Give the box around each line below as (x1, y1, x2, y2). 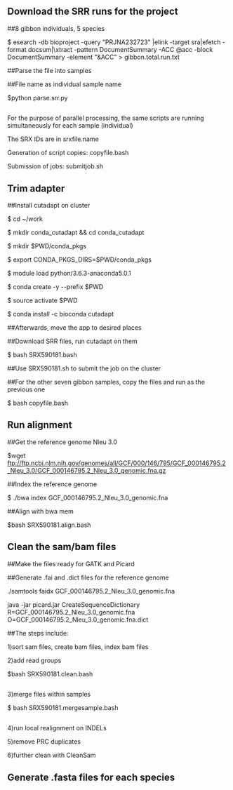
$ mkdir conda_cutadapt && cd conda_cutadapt (7, 228, 145, 237)
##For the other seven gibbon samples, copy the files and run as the (7, 378, 206, 387)
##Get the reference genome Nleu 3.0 (7, 438, 118, 446)
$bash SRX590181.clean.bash (7, 669, 93, 678)
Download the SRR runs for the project (7, 6, 178, 18)
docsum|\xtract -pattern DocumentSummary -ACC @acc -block (27, 45, 213, 53)
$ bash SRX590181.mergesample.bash (7, 704, 119, 712)
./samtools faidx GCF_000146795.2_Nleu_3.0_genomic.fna (7, 587, 175, 595)
